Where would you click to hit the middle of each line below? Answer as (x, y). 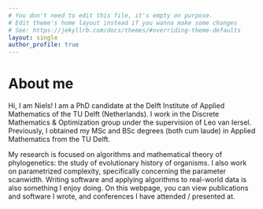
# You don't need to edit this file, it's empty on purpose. (111, 15)
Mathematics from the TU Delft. (59, 140)
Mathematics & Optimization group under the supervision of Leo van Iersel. (130, 122)
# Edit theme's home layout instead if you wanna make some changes (123, 23)
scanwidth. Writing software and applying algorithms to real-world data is (127, 180)
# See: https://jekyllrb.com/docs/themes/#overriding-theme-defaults (125, 30)
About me (41, 84)
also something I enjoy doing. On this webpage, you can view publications (128, 188)
